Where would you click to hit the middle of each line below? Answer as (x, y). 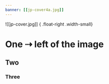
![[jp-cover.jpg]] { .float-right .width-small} (49, 24)
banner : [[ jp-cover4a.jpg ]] (35, 10)
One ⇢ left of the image (55, 44)
